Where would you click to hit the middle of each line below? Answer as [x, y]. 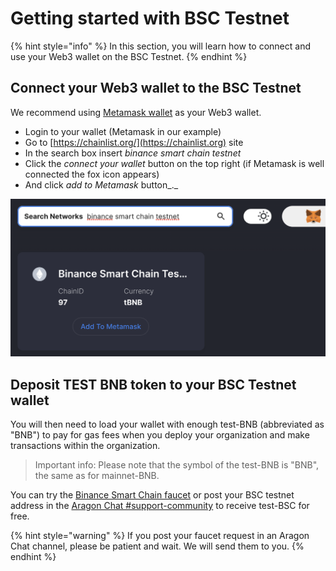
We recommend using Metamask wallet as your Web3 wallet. [136, 112]
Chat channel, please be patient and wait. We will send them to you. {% [157, 546]
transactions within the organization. [85, 446]
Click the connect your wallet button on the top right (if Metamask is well [174, 163]
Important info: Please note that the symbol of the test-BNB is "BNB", [177, 465]
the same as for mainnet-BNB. [97, 476]
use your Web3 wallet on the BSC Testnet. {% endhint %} [129, 56]
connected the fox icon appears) [92, 174]
